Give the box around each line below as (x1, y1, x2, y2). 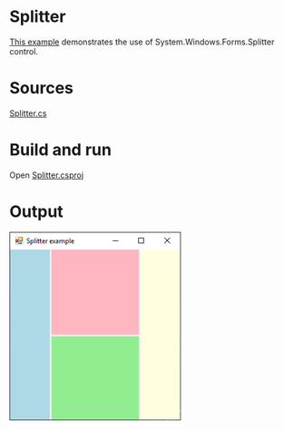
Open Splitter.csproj (9, 170, 84, 181)
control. (9, 45, 39, 56)
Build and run (9, 140, 112, 161)
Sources (9, 78, 74, 99)
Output (9, 201, 64, 221)
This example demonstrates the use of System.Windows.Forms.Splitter (9, 36, 275, 47)
